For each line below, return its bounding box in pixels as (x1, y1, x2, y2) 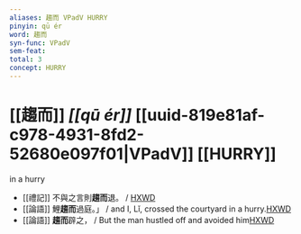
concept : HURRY (9, 64, 67, 73)
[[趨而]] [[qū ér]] (9, 105, 132, 126)
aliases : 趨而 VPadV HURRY (9, 13, 108, 22)
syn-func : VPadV (9, 38, 70, 48)
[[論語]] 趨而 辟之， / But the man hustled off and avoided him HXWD (22, 214, 275, 225)
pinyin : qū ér (9, 22, 63, 31)
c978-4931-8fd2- (9, 125, 144, 145)
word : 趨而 (9, 30, 48, 39)
